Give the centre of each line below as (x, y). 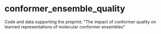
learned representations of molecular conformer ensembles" (65, 26)
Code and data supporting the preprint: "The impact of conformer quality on (80, 22)
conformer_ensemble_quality (65, 9)
